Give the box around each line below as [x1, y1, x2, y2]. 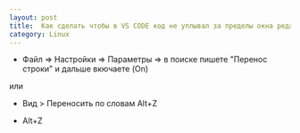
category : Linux [9, 29, 70, 38]
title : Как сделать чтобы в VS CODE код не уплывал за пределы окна [9, 21, 274, 30]
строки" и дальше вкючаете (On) [21, 63, 149, 74]
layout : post [9, 12, 58, 22]
